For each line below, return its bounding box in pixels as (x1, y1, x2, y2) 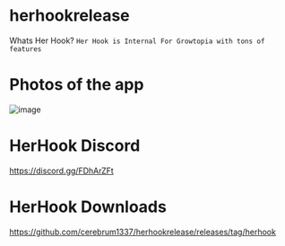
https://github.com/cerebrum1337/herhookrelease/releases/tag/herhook (9, 226, 276, 237)
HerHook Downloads (9, 197, 168, 216)
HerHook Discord (9, 136, 141, 156)
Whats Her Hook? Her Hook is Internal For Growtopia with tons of (9, 35, 265, 46)
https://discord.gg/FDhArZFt (9, 165, 114, 176)
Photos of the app (9, 75, 144, 95)
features (9, 44, 42, 54)
